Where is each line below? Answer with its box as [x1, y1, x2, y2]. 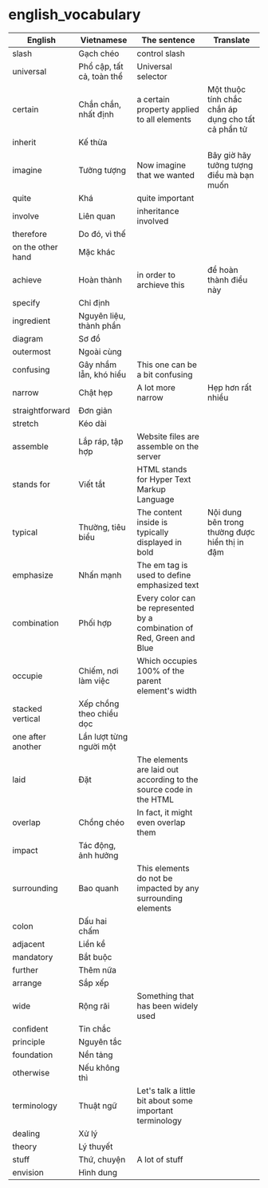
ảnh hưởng [78, 850, 119, 861]
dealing [12, 1127, 41, 1139]
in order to [136, 269, 175, 280]
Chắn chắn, [78, 98, 121, 109]
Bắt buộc [78, 951, 112, 962]
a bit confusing [136, 369, 193, 380]
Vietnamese [80, 34, 128, 45]
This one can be [136, 359, 198, 370]
